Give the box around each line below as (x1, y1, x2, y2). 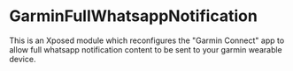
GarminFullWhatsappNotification (9, 6, 258, 26)
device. (9, 53, 36, 64)
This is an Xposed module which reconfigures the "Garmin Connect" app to (9, 35, 285, 46)
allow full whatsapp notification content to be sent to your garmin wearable (9, 44, 283, 54)
